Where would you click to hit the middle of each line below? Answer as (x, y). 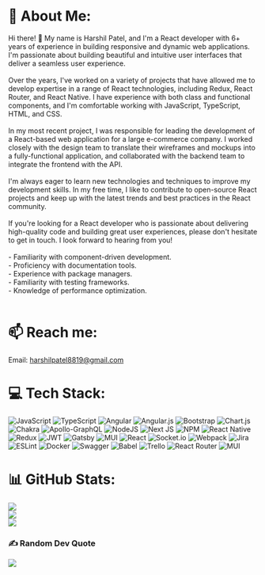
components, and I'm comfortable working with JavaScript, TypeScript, (125, 105)
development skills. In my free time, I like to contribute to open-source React (132, 189)
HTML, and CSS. (35, 113)
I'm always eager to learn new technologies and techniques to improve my (129, 181)
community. (27, 206)
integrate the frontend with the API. (65, 164)
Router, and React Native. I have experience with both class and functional (129, 97)
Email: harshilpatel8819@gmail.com (66, 360)
